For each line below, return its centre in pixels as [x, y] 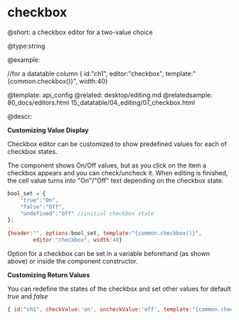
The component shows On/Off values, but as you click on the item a [107, 165]
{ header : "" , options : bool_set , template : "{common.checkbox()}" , [105, 233]
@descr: [20, 116]
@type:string [26, 46]
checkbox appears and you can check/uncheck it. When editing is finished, [118, 172]
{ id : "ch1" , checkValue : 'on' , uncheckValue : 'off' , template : [100, 309]
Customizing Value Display [48, 130]
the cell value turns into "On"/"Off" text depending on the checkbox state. [116, 180]
